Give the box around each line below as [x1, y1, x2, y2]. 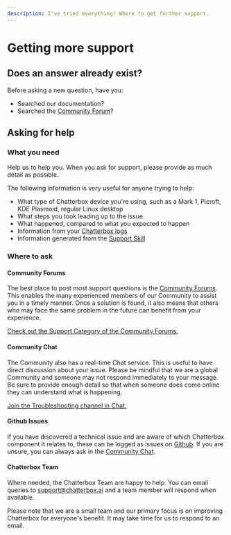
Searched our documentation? [17, 99, 105, 107]
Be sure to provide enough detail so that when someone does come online [7, 380, 220, 389]
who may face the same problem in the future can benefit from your [7, 306, 201, 315]
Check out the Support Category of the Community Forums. [7, 327, 178, 335]
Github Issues [7, 417, 49, 426]
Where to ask [7, 252, 53, 261]
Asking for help [7, 127, 75, 139]
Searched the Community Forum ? [17, 107, 114, 115]
